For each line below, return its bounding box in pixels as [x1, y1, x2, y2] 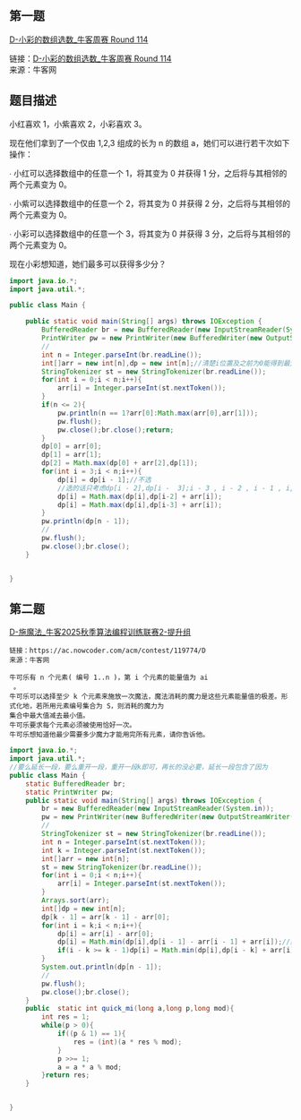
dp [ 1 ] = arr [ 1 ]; [41, 451, 102, 460]
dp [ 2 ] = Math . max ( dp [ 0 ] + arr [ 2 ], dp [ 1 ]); [41, 459, 199, 468]
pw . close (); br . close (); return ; [56, 425, 175, 435]
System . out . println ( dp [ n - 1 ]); [41, 962, 163, 972]
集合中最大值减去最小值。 [9, 711, 90, 720]
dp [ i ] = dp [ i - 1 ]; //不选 [56, 475, 152, 484]
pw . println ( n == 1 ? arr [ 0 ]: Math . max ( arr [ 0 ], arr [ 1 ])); [56, 409, 259, 418]
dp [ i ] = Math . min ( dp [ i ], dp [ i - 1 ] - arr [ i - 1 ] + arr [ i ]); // [56, 937, 291, 947]
